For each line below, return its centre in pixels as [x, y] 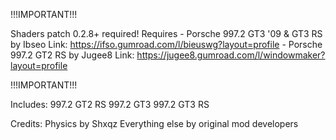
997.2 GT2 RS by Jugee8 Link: [72, 55]
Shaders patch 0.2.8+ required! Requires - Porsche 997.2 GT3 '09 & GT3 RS [166, 33]
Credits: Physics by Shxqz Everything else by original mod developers [154, 123]
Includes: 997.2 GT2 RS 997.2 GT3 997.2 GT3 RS [110, 104]
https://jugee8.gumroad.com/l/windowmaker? [231, 55]
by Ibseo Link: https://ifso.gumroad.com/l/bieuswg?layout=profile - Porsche [166, 44]
